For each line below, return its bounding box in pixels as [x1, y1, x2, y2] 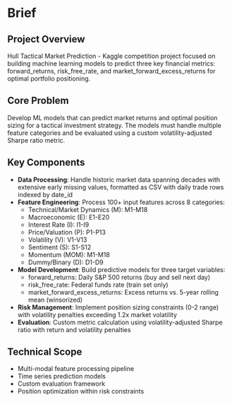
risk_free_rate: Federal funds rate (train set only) [28, 280, 169, 289]
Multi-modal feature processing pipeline [17, 365, 135, 373]
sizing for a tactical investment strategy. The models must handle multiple [7, 121, 222, 129]
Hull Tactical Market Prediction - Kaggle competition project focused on [7, 52, 216, 60]
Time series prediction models [17, 372, 106, 381]
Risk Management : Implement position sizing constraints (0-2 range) [17, 302, 219, 312]
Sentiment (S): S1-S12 [28, 242, 92, 252]
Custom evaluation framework [17, 379, 106, 388]
